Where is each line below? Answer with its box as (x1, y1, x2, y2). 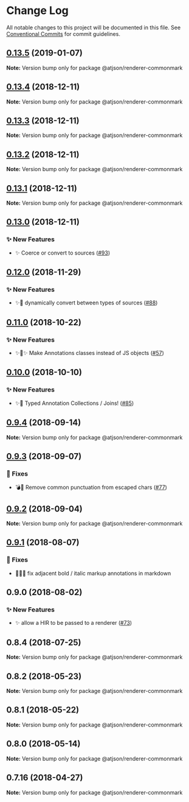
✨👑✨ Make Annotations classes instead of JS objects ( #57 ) (15, 350, 164, 357)
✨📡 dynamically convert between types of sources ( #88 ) (15, 299, 158, 306)
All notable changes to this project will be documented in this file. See (6, 24, 181, 31)
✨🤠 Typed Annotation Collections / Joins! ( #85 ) (15, 399, 134, 407)
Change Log (6, 4, 69, 18)
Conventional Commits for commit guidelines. (6, 30, 120, 37)
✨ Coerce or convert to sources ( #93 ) (15, 249, 111, 256)
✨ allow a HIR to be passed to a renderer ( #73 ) (15, 619, 132, 627)
